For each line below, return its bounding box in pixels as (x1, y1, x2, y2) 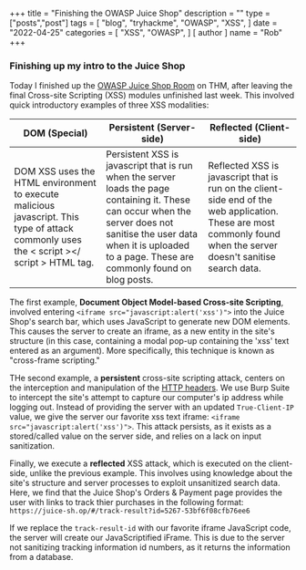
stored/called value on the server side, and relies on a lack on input (9, 430, 262, 441)
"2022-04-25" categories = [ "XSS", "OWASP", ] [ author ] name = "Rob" (9, 27, 283, 37)
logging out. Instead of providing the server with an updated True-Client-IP (9, 401, 294, 413)
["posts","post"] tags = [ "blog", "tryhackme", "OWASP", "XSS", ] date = (9, 17, 278, 28)
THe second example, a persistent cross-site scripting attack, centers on (9, 373, 285, 384)
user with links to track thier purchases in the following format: (9, 497, 244, 508)
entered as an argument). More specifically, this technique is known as (9, 346, 275, 357)
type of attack (14, 223, 75, 235)
